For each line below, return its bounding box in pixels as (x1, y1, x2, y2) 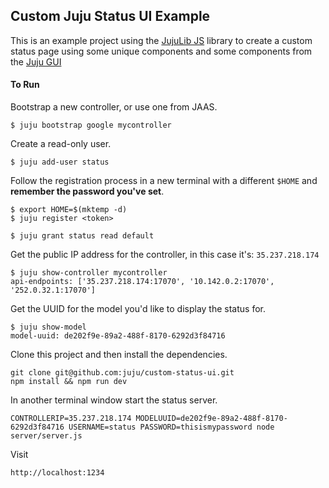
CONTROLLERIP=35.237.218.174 (10, 414, 132, 424)
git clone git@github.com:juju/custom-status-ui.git (10, 368, 235, 378)
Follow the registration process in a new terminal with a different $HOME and (10, 175, 318, 187)
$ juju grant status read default (10, 231, 155, 241)
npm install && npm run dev (10, 377, 128, 387)
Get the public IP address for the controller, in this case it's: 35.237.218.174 (10, 249, 320, 261)
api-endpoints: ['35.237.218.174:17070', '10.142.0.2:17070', (10, 277, 275, 287)
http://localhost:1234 (10, 468, 105, 478)
